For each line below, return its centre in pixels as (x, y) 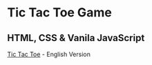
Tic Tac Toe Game (59, 13)
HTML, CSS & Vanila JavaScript (76, 38)
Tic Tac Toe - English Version (49, 54)
